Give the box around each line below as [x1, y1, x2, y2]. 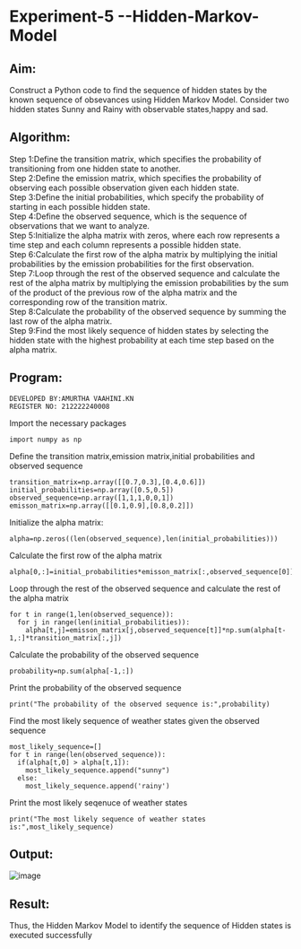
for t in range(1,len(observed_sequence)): [9, 610, 175, 619]
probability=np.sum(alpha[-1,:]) [9, 666, 134, 675]
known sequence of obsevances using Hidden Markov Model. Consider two [9, 94, 289, 105]
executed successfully [9, 930, 92, 941]
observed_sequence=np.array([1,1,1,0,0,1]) [9, 493, 175, 502]
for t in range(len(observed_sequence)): [9, 750, 167, 759]
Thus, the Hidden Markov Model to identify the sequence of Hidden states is [9, 920, 292, 931]
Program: [9, 370, 63, 386]
